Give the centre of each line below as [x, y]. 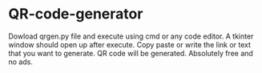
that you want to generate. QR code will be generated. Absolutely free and [131, 53]
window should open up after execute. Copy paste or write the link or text [129, 44]
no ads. [21, 62]
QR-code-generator [76, 14]
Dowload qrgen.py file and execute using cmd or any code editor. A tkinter [131, 36]
